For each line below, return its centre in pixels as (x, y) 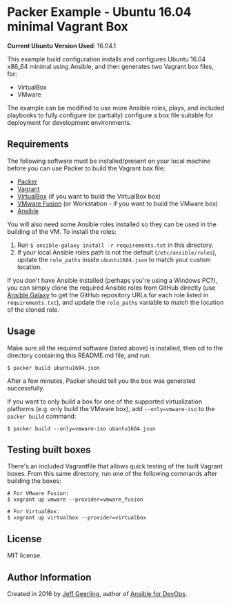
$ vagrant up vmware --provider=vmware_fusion (75, 500)
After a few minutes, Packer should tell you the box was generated (101, 381)
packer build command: (42, 416)
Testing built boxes (49, 449)
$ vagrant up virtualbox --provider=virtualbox (77, 518)
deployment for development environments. (69, 122)
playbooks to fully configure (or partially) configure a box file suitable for (110, 115)
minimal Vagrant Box (68, 27)
